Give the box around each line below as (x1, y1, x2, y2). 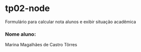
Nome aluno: (5, 31, 36, 38)
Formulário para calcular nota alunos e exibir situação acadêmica (5, 19, 137, 25)
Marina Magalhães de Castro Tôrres (5, 42, 77, 48)
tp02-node (5, 3, 50, 14)
